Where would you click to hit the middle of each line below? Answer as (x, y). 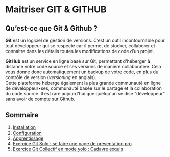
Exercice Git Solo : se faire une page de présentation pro (72, 143)
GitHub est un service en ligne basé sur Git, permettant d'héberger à (78, 61)
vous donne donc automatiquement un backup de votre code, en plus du (82, 72)
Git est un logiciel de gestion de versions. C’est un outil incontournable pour (85, 40)
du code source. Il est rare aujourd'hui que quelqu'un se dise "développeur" (85, 94)
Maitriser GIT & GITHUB (56, 9)
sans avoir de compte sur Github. (40, 99)
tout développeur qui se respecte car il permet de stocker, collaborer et (80, 46)
